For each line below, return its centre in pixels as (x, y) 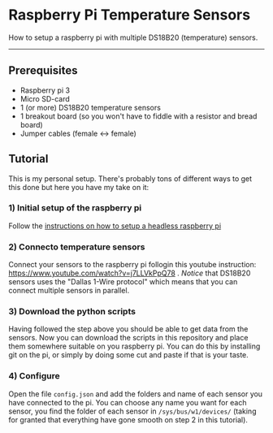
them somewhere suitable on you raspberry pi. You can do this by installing (134, 346)
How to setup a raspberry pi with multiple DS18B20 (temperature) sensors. (133, 37)
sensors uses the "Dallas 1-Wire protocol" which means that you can (123, 282)
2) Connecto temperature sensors (77, 247)
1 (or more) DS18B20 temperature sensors (90, 107)
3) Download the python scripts (72, 312)
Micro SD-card (45, 98)
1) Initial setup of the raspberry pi (75, 208)
